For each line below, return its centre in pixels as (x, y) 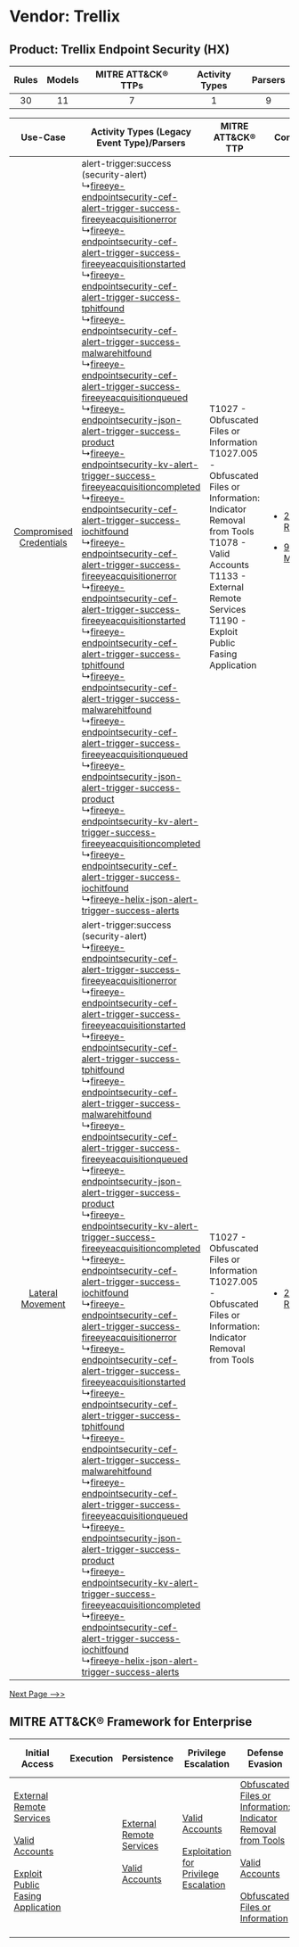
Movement (43, 1304)
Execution (92, 1758)
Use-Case (44, 137)
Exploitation (207, 1851)
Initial (37, 1753)
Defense (265, 1753)
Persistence (148, 1758)
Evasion (265, 1763)
